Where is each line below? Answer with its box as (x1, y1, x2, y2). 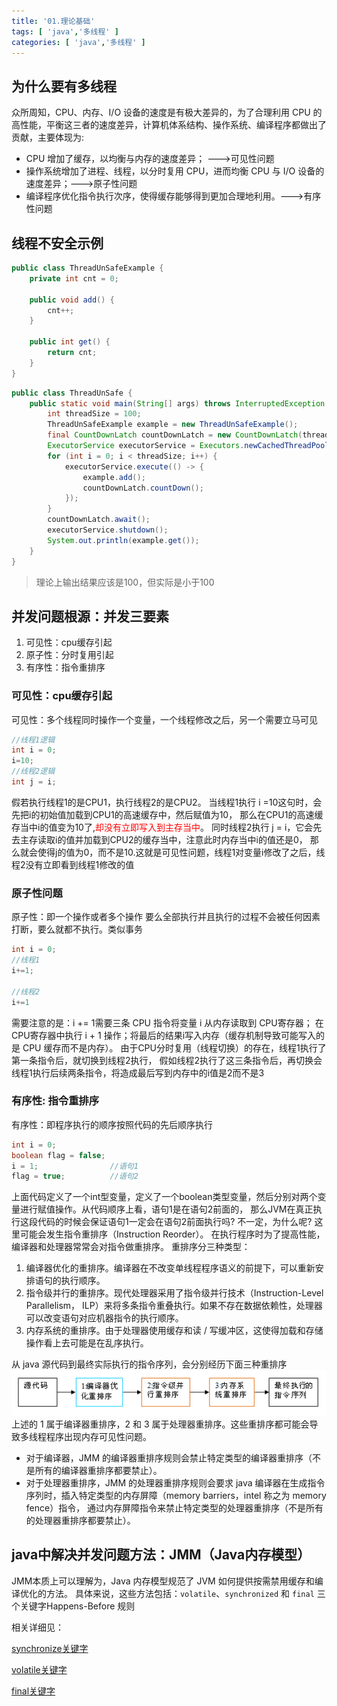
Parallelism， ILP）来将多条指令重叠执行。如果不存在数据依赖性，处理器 (25, 1300, 323, 1312)
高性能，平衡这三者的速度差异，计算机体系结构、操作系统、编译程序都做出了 (11, 119, 327, 131)
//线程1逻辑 (11, 735, 56, 745)
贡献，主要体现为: (11, 131, 85, 144)
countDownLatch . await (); (47, 515, 151, 525)
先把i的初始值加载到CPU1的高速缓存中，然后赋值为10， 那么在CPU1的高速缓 (11, 808, 324, 820)
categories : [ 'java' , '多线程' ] (11, 37, 146, 47)
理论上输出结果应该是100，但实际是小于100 (35, 576, 215, 588)
